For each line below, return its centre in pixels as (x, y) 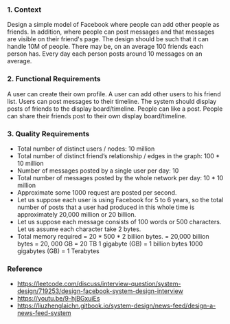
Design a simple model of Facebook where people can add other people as (113, 25)
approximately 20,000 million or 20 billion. (77, 214)
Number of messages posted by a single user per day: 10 (98, 171)
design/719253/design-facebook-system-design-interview (100, 291)
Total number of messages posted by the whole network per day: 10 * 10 (120, 177)
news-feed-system (44, 313)
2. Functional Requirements (54, 79)
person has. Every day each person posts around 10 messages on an (105, 54)
